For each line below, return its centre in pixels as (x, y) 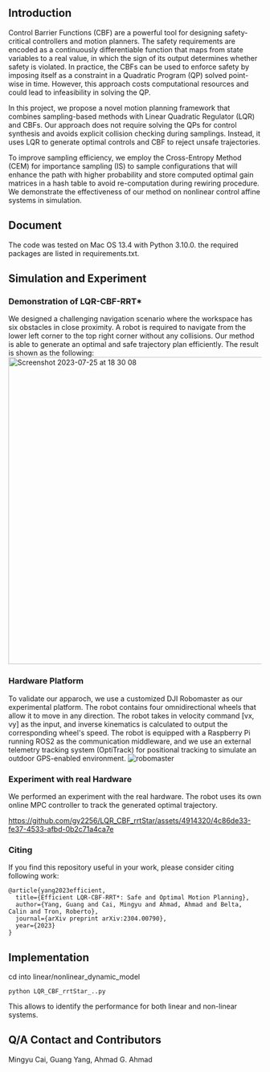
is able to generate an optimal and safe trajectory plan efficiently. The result (133, 344)
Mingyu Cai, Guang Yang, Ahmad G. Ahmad (80, 1059)
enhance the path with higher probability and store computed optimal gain (131, 174)
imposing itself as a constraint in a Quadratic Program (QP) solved (118, 75)
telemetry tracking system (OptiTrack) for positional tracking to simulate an (133, 749)
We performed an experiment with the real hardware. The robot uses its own (135, 796)
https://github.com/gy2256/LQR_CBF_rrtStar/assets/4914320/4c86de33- (130, 820)
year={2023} (36, 926)
